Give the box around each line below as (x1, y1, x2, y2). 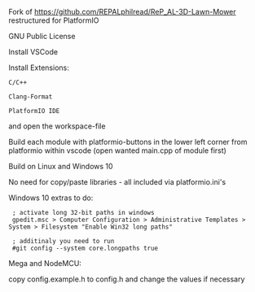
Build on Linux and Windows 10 (8, 162, 113, 171)
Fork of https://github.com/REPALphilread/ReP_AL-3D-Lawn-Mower (8, 7, 236, 16)
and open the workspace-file (8, 121, 106, 131)
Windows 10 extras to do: (8, 193, 94, 203)
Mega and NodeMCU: (8, 259, 81, 268)
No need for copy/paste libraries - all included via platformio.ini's (8, 177, 226, 186)
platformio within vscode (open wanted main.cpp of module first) (8, 146, 226, 155)
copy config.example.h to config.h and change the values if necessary (8, 274, 245, 284)
